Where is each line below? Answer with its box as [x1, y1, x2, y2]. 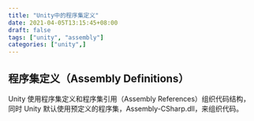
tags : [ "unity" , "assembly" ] [8, 33, 104, 42]
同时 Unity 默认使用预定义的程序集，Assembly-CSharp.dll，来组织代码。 [8, 104, 244, 113]
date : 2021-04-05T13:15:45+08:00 [8, 19, 118, 27]
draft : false [8, 26, 51, 34]
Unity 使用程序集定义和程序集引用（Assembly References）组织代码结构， [8, 93, 251, 103]
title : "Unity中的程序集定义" [8, 11, 99, 20]
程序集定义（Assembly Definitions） [8, 71, 189, 85]
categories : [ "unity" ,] [8, 41, 87, 49]
